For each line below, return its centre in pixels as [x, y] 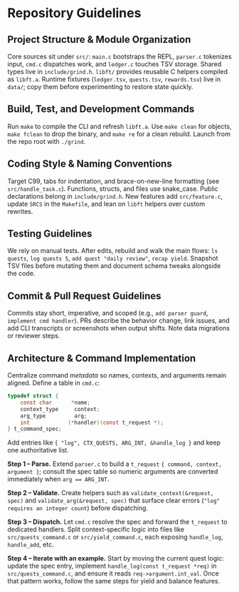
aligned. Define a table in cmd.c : [54, 383]
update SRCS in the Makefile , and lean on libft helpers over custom [106, 204]
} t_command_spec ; [34, 429]
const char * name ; [55, 403]
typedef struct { [33, 396]
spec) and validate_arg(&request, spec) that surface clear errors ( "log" [114, 501]
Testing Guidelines [50, 234]
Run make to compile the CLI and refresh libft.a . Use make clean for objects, [119, 126]
